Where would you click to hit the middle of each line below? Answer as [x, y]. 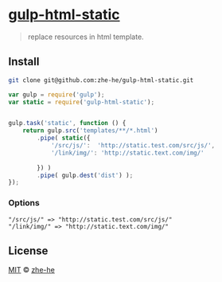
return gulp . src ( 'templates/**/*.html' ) [90, 131]
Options [24, 203]
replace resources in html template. [86, 37]
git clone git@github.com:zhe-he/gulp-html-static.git [101, 80]
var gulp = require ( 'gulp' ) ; [56, 94]
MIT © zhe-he [32, 270]
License [28, 251]
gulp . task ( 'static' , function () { [67, 123]
